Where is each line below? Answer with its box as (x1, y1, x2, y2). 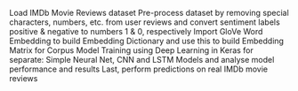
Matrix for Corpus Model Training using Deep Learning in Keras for (9, 45, 254, 56)
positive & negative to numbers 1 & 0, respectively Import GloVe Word (9, 27, 263, 36)
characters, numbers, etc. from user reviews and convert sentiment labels (9, 17, 280, 27)
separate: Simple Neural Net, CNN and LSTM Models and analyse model (9, 55, 275, 64)
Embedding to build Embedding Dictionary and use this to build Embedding (9, 35, 285, 46)
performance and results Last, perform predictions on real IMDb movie (9, 64, 269, 74)
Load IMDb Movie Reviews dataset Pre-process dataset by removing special (9, 8, 289, 18)
